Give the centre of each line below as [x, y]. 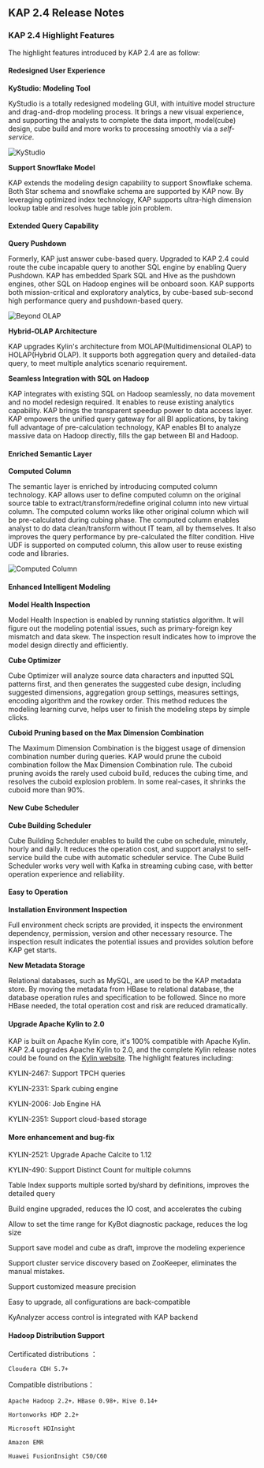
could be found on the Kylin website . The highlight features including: [121, 1058]
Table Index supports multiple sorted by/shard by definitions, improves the [129, 1185]
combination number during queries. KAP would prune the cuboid [115, 756]
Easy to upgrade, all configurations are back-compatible [99, 1302]
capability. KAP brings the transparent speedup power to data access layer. [131, 411]
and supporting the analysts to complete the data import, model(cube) [122, 120]
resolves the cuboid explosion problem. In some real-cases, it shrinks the [127, 781]
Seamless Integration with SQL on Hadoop [79, 378]
